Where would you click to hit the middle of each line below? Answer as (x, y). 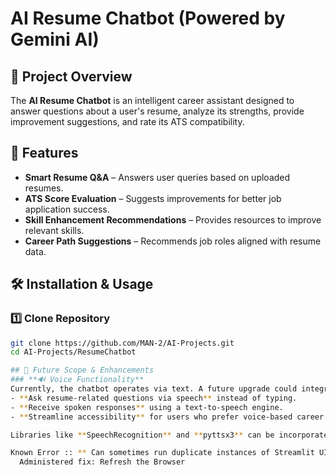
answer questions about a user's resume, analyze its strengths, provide (157, 111)
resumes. (44, 188)
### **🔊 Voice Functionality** (77, 380)
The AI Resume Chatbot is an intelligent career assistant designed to (152, 100)
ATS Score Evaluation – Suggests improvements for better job (153, 198)
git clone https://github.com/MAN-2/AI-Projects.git (122, 343)
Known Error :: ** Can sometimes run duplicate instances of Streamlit (162, 453)
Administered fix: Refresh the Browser (102, 462)
